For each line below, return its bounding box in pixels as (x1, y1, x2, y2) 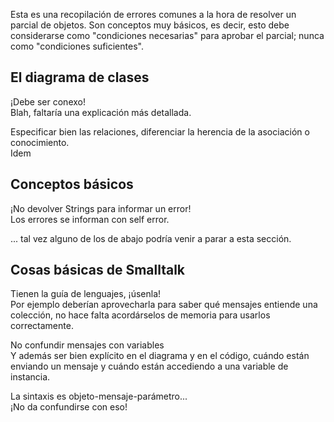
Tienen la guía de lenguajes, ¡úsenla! (10, 288, 162, 300)
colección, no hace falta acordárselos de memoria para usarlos (10, 309, 271, 321)
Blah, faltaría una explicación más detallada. (10, 106, 192, 118)
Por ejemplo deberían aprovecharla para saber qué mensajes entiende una (10, 299, 318, 311)
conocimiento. (10, 136, 70, 148)
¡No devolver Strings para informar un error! (10, 202, 192, 214)
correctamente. (10, 320, 74, 332)
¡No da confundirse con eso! (10, 401, 128, 413)
